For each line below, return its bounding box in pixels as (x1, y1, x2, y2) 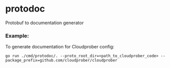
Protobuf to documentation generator (5, 20, 84, 26)
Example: (5, 32, 29, 39)
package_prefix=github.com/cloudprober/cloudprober (5, 58, 117, 63)
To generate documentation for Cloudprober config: (5, 44, 115, 50)
